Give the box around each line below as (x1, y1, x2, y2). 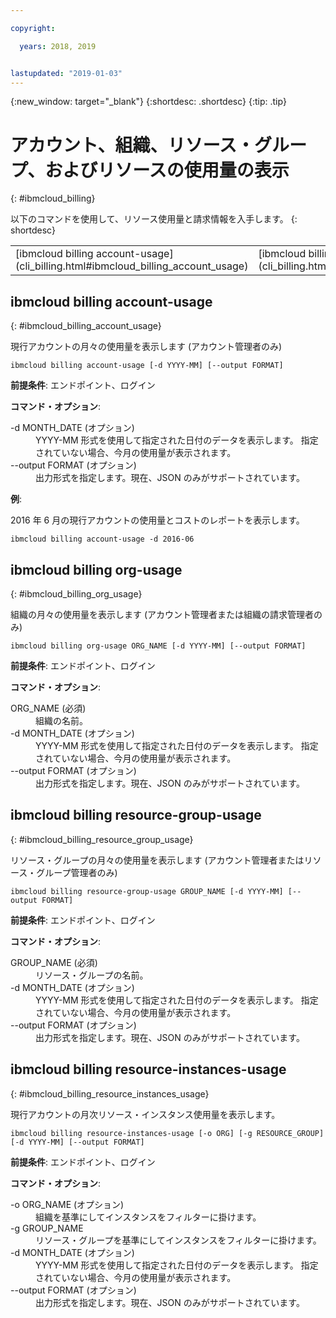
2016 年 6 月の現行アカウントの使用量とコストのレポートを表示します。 (10, 514, 305, 526)
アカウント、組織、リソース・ (10, 134, 255, 156)
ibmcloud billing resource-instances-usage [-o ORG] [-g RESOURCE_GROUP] (10, 1128, 325, 1138)
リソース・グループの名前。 (35, 969, 149, 981)
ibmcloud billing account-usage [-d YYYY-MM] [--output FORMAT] (10, 361, 284, 371)
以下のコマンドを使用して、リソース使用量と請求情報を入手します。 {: (10, 213, 298, 225)
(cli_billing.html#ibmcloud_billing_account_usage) (15, 259, 249, 273)
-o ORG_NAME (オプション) (10, 1198, 125, 1210)
